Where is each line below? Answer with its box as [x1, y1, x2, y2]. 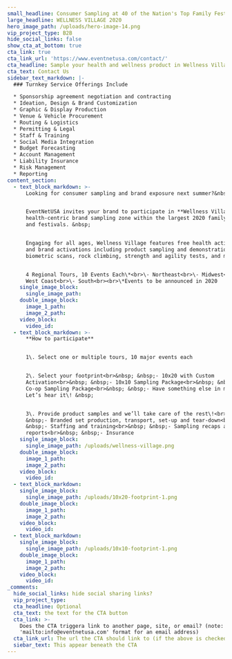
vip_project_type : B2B [7, 29, 72, 37]
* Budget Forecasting [13, 145, 76, 152]
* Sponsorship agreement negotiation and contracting [13, 93, 171, 100]
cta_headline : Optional [13, 603, 81, 610]
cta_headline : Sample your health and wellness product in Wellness [7, 62, 209, 68]
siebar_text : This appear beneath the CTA [13, 642, 137, 649]
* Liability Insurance [13, 158, 79, 165]
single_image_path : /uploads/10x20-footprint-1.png [25, 494, 177, 501]
